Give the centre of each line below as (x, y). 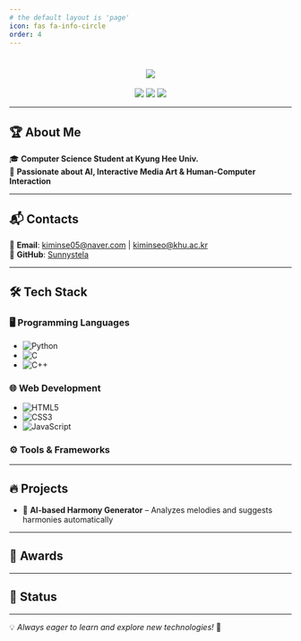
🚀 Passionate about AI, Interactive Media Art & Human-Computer (133, 172)
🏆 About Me (45, 132)
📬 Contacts (44, 219)
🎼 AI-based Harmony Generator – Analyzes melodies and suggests (147, 510)
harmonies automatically (68, 520)
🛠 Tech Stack (48, 292)
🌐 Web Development (55, 388)
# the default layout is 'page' (69, 17)
